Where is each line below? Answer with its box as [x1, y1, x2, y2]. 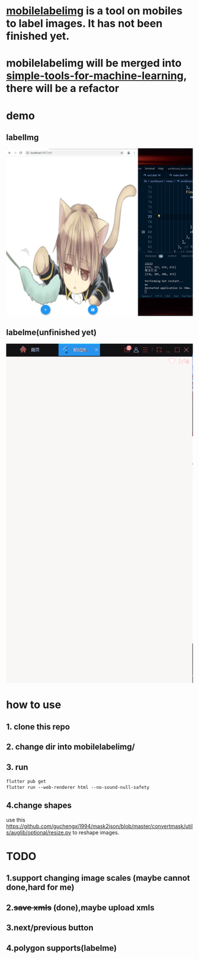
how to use [6, 698, 62, 712]
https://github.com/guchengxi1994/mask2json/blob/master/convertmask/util [6, 823, 193, 830]
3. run [6, 762, 28, 772]
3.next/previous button [6, 923, 94, 933]
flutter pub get [6, 778, 46, 784]
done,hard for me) [6, 882, 75, 893]
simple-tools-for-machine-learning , [6, 69, 187, 82]
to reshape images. [72, 829, 120, 836]
